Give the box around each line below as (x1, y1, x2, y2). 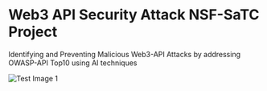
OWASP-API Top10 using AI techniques (8, 58, 138, 68)
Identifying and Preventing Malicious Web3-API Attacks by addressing (8, 49, 241, 59)
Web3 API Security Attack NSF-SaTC (8, 6, 260, 24)
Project (8, 23, 58, 41)
